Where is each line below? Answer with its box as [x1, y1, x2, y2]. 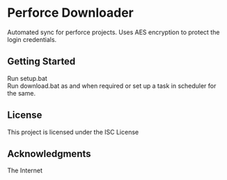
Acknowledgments [7, 148, 92, 160]
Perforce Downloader [7, 5, 134, 21]
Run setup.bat [7, 74, 47, 82]
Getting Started [7, 56, 76, 68]
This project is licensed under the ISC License [7, 128, 139, 136]
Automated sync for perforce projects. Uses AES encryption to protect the [7, 28, 220, 36]
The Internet [7, 166, 43, 175]
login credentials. [7, 35, 57, 43]
